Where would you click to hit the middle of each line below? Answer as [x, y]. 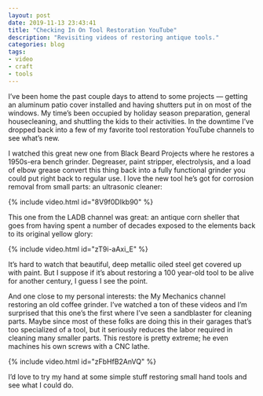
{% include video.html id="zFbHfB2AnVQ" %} [82, 361]
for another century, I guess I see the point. [78, 280]
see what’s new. [34, 137]
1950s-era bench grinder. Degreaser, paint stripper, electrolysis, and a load [130, 161]
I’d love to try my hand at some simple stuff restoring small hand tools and [128, 376]
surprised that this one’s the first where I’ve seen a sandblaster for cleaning [130, 313]
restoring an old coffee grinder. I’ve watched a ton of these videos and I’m [128, 304]
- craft [21, 67]
